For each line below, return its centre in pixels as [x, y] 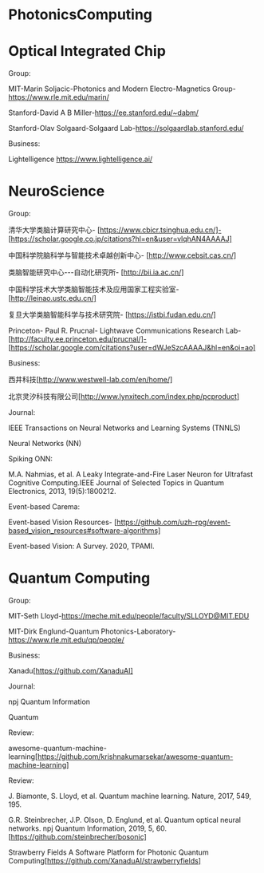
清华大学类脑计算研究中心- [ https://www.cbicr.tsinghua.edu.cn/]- [115, 230]
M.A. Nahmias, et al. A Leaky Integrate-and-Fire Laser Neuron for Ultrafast [131, 474]
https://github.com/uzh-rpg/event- [174, 522]
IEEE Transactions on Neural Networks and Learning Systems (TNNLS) [124, 428]
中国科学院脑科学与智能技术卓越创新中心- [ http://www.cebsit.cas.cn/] [122, 255]
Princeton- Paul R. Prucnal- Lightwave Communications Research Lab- [125, 331]
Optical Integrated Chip [87, 51]
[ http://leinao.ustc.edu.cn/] [53, 298]
